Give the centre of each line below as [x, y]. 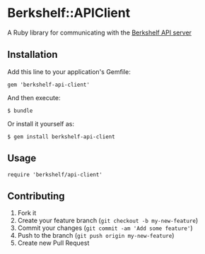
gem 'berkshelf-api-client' [49, 85]
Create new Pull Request [53, 243]
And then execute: [34, 97]
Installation [33, 55]
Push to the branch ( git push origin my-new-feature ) [96, 236]
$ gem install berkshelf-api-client [61, 137]
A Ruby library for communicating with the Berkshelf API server [100, 32]
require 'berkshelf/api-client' [55, 174]
